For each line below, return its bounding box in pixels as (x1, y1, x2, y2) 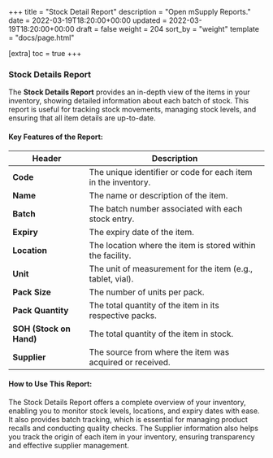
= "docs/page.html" (8, 33, 75, 42)
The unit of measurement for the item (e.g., (89, 263, 253, 274)
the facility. (89, 250, 132, 261)
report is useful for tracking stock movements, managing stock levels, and (8, 105, 257, 115)
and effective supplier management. (8, 440, 130, 450)
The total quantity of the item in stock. (89, 328, 234, 339)
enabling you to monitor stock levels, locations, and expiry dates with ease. (8, 406, 260, 416)
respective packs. (89, 309, 157, 321)
